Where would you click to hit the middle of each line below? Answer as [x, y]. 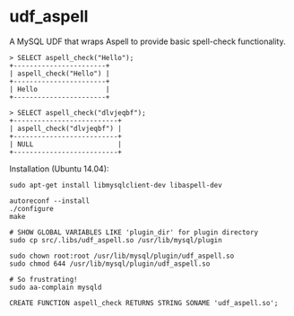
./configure [31, 208]
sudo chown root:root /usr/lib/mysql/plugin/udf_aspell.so [122, 256]
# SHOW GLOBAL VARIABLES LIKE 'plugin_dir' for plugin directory [134, 232]
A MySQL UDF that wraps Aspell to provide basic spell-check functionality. [147, 41]
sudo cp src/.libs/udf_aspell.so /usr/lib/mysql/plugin [116, 240]
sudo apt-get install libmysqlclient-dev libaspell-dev [116, 185]
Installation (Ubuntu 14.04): [59, 169]
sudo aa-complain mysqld [56, 287]
